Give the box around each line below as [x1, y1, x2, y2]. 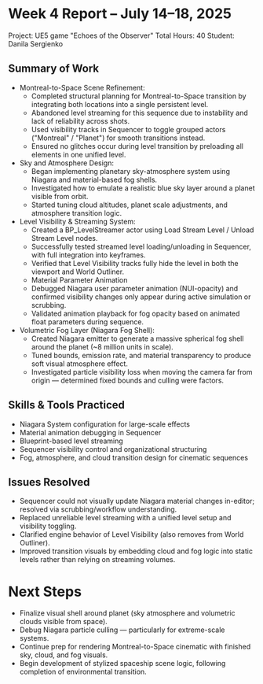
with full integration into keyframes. [31, 250, 146, 260]
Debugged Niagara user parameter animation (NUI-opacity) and [31, 283, 239, 293]
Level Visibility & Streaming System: [19, 216, 136, 226]
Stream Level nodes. [31, 233, 98, 242]
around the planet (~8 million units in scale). [31, 342, 174, 351]
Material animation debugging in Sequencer [19, 427, 162, 437]
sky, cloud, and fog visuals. [19, 650, 108, 660]
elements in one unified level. [31, 150, 126, 159]
